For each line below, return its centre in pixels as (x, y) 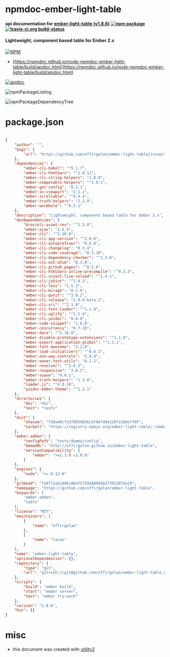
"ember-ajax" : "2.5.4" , (48, 229)
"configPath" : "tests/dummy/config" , (63, 441)
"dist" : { (25, 418)
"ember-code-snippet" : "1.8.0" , (58, 324)
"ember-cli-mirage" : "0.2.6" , (55, 290)
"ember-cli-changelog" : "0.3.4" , (59, 248)
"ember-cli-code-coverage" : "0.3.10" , (64, 253)
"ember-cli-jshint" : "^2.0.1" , (56, 281)
